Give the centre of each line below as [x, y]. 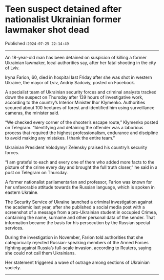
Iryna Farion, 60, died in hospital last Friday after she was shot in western [79, 77]
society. [13, 267]
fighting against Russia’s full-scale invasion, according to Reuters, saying [78, 248]
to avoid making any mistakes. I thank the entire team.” [60, 138]
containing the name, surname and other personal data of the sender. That [80, 217]
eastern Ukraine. [22, 192]
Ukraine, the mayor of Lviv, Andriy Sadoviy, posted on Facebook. [70, 82]
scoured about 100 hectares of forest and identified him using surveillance [80, 107]
